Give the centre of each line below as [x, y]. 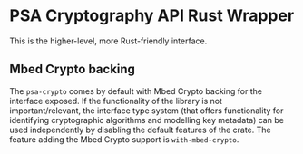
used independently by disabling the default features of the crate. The [140, 130]
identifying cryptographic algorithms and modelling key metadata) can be [147, 120]
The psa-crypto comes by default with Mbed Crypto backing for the [136, 91]
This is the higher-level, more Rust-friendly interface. [108, 41]
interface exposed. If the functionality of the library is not [116, 101]
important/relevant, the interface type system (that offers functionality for [147, 111]
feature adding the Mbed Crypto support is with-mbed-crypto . [124, 139]
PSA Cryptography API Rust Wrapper [152, 16]
